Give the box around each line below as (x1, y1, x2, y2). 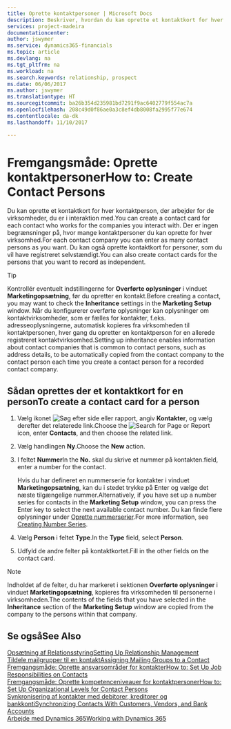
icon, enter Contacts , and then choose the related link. (17, 429, 173, 438)
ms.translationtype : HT (7, 94, 76, 101)
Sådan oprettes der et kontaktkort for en (7, 385, 184, 397)
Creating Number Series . (17, 520, 88, 528)
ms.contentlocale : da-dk (7, 112, 79, 119)
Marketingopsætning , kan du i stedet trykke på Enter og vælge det (17, 484, 209, 492)
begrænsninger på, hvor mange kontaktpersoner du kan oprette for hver (7, 229, 212, 237)
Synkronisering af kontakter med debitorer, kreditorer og (7, 692, 168, 701)
